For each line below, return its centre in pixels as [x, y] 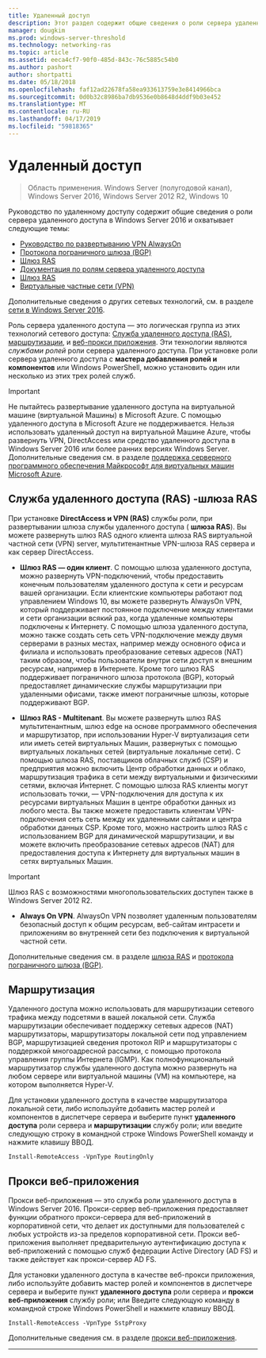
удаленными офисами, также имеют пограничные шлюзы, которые [134, 694]
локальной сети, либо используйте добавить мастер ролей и [112, 1109]
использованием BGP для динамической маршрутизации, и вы [127, 835]
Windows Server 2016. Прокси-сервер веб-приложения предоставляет [128, 1209]
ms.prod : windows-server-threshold [67, 38]
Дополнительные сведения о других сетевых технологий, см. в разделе [131, 301]
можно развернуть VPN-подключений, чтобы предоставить [122, 576]
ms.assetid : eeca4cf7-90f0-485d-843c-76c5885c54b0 [93, 60]
